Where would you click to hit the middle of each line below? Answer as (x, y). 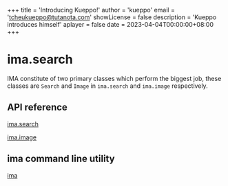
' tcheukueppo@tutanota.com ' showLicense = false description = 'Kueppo (112, 17)
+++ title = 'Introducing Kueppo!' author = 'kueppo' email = (91, 10)
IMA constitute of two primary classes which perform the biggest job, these (114, 78)
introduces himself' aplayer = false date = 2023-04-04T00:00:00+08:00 (110, 24)
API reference (37, 107)
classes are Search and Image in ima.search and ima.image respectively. (107, 86)
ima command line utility (61, 159)
